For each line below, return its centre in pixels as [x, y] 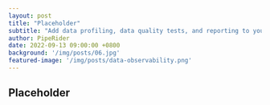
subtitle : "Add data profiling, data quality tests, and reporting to [129, 30]
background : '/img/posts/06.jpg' [64, 53]
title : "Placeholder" [45, 23]
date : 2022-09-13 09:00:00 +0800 [64, 46]
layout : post [30, 16]
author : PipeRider [39, 38]
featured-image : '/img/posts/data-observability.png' [100, 61]
